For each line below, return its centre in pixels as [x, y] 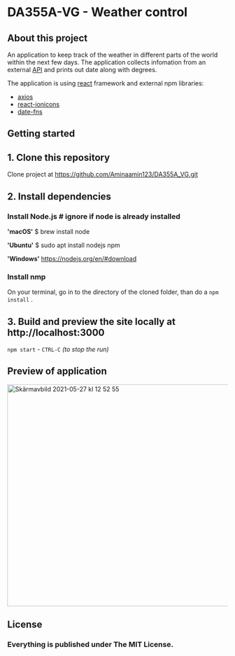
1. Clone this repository [59, 157]
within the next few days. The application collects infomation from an [107, 62]
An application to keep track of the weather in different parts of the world [113, 55]
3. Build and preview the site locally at [92, 322]
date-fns [30, 112]
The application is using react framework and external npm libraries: [106, 83]
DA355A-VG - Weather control [97, 12]
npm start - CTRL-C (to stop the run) [58, 349]
